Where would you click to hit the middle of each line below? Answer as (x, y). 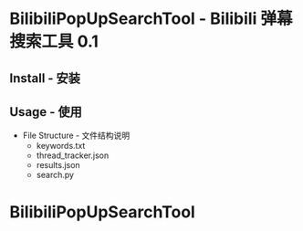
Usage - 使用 (46, 112)
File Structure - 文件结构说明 (76, 136)
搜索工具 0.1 (54, 42)
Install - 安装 (45, 78)
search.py (55, 175)
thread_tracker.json (73, 155)
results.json (58, 165)
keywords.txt (61, 146)
